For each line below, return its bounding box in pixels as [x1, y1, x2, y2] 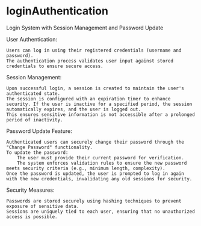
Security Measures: [6, 186, 55, 194]
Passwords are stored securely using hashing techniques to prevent [6, 198, 182, 204]
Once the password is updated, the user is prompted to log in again [6, 170, 185, 177]
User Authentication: [6, 35, 58, 43]
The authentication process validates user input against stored [6, 58, 173, 64]
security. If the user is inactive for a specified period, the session [6, 101, 193, 107]
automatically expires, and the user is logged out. [6, 106, 141, 112]
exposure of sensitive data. [6, 203, 79, 209]
